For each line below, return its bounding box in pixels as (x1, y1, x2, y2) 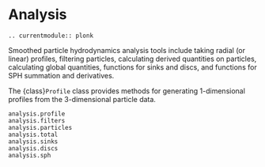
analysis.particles (8, 123, 73, 131)
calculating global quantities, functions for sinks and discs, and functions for (8, 62, 257, 72)
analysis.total (8, 131, 59, 139)
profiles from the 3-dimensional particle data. (8, 94, 157, 104)
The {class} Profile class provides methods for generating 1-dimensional (8, 85, 245, 96)
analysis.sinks (8, 137, 59, 146)
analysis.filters (8, 116, 66, 124)
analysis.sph (8, 151, 51, 159)
